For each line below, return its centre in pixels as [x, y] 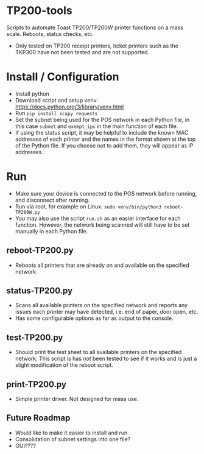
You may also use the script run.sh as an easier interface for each [98, 218]
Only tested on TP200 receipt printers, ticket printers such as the [97, 46]
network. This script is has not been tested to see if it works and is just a [106, 359]
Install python [32, 94]
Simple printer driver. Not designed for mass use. [77, 399]
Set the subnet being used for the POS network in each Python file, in [102, 119]
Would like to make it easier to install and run [71, 433]
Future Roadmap [38, 418]
